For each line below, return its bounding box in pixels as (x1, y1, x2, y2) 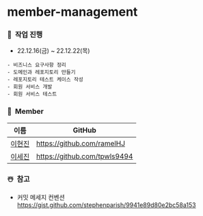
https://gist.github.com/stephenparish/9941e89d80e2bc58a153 (16, 201, 196, 209)
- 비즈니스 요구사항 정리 (7, 62, 67, 69)
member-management (7, 4, 138, 20)
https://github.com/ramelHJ (36, 139, 125, 148)
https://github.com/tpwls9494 (36, 152, 133, 161)
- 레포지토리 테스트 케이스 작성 (7, 76, 84, 83)
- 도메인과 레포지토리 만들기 (7, 69, 76, 76)
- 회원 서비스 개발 (7, 84, 53, 91)
